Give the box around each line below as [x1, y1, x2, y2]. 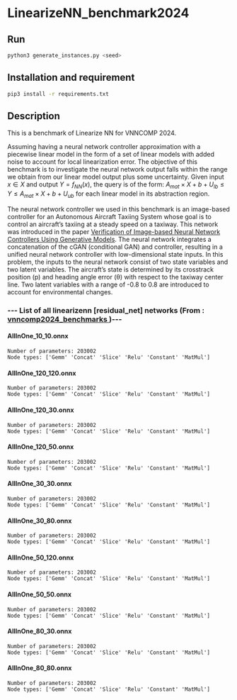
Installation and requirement [7, 72, 135, 84]
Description [7, 110, 60, 122]
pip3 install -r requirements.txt [7, 90, 110, 97]
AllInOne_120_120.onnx [7, 369, 76, 377]
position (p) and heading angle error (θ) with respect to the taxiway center [7, 272, 224, 281]
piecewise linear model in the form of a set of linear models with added [7, 150, 214, 159]
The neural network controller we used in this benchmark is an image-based [7, 204, 230, 213]
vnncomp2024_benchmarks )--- [7, 314, 122, 324]
